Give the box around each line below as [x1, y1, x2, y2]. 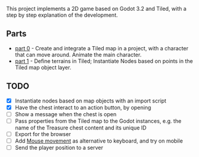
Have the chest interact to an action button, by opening [14, 104, 152, 111]
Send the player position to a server [14, 144, 104, 151]
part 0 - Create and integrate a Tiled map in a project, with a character [14, 44, 189, 52]
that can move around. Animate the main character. [14, 51, 142, 58]
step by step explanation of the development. [6, 11, 118, 19]
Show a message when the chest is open [14, 110, 117, 117]
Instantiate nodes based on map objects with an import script [14, 97, 167, 104]
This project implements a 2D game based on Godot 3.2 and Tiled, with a [6, 5, 187, 12]
